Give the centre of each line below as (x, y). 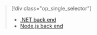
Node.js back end (41, 26)
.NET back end (38, 20)
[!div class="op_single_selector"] (51, 8)
